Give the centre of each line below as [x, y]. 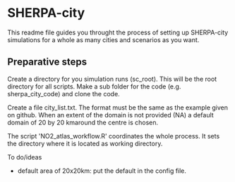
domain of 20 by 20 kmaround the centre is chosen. [83, 122]
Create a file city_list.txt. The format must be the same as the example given [117, 108]
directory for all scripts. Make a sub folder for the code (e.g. [94, 86]
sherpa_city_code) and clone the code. [64, 93]
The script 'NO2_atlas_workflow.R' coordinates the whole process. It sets [114, 136]
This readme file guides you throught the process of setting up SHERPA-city [118, 32]
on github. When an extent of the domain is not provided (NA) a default [110, 115]
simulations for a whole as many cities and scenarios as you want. [103, 39]
